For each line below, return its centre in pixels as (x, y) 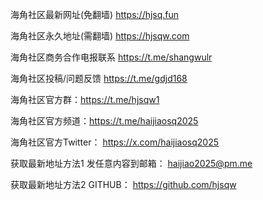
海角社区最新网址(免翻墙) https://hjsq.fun (95, 14)
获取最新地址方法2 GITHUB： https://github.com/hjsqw (123, 184)
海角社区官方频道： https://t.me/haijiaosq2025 (104, 121)
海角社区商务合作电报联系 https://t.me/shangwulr (111, 57)
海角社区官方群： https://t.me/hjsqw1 (85, 99)
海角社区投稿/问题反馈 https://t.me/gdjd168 (99, 78)
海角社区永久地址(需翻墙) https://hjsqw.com (100, 36)
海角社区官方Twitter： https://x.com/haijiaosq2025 (115, 142)
